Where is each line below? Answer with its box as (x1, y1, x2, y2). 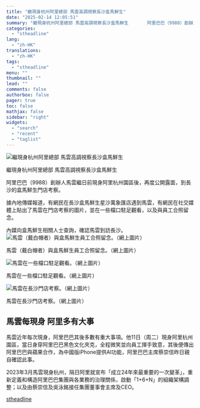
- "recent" (11, 131, 39, 137)
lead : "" (6, 81, 28, 87)
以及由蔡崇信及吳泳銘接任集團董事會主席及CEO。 (16, 383, 137, 391)
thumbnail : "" (6, 75, 42, 81)
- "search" (11, 125, 39, 131)
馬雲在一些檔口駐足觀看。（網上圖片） (6, 272, 98, 279)
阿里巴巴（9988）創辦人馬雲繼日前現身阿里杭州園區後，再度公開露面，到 (6, 178, 186, 186)
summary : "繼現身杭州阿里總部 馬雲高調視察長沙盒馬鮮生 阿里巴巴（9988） (6, 20, 185, 26)
